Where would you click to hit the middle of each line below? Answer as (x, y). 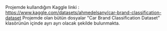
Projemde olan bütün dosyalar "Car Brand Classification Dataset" (91, 18)
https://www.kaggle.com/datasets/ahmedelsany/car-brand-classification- (83, 12)
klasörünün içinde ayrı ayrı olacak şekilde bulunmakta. (63, 23)
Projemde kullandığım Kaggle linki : (42, 7)
